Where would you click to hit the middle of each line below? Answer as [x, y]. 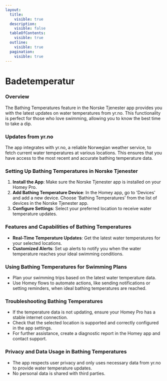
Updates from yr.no [29, 137]
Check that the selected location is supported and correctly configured [85, 323]
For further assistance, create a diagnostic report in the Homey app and [86, 333]
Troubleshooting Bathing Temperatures [54, 301]
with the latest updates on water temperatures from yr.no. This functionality [83, 113]
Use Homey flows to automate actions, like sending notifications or [81, 283]
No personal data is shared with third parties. [59, 373]
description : [23, 24]
